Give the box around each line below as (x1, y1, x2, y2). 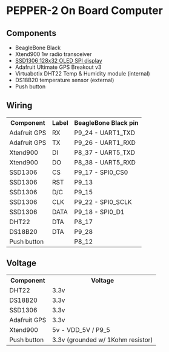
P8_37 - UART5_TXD (74, 148, 135, 157)
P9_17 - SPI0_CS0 (74, 168, 128, 177)
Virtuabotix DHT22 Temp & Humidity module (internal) (15, 70, 150, 77)
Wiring (6, 100, 33, 111)
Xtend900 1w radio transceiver (15, 51, 92, 58)
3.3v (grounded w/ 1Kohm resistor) (52, 336, 153, 344)
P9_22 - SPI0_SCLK (74, 197, 132, 206)
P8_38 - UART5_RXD (74, 158, 136, 166)
